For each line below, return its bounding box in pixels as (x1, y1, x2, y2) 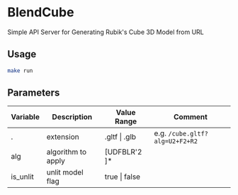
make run (7, 67, 33, 74)
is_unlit (11, 172, 34, 182)
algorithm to (46, 147, 87, 157)
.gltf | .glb (104, 132, 137, 142)
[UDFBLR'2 (104, 147, 142, 157)
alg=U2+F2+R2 (154, 138, 198, 145)
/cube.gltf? (168, 130, 209, 138)
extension (46, 132, 79, 142)
